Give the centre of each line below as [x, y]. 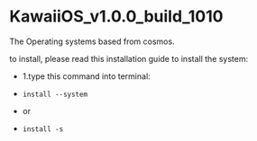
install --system [55, 94]
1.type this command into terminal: [86, 76]
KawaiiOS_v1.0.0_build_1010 [116, 17]
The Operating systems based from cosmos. [92, 41]
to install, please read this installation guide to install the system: [129, 58]
